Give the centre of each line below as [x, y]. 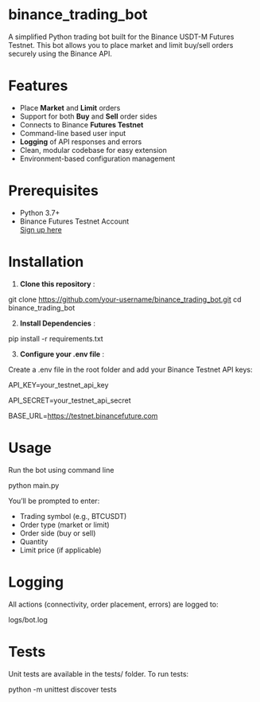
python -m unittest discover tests [62, 689]
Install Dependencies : [57, 323]
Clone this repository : [57, 283]
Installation [46, 262]
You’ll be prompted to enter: [54, 501]
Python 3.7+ [40, 213]
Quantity [34, 541]
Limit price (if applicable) [60, 550]
